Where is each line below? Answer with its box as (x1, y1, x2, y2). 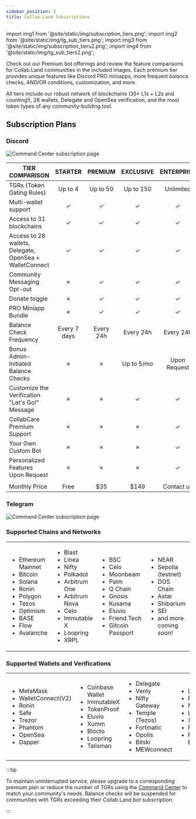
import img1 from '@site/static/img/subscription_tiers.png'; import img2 (6, 30, 178, 37)
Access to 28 (9, 232, 45, 240)
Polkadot (64, 570, 89, 578)
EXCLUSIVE (121, 168, 155, 176)
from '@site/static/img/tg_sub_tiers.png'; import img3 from (6, 36, 148, 43)
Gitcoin (108, 621, 129, 629)
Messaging (9, 278, 40, 286)
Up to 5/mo (122, 360, 153, 368)
